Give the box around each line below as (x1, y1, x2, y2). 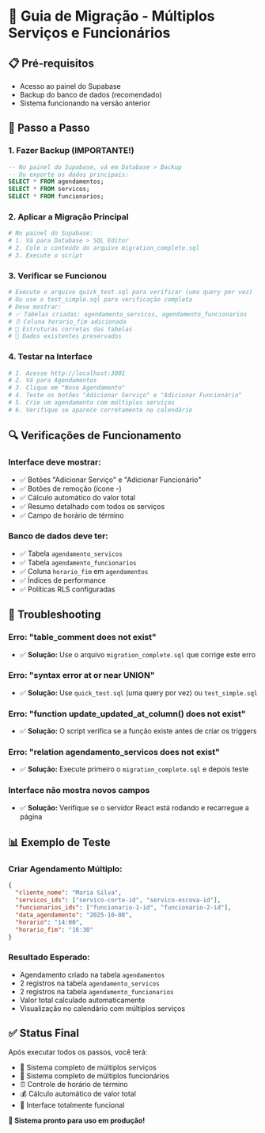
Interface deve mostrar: (8, 457, 101, 468)
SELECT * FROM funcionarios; (8, 193, 104, 201)
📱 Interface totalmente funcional (19, 1100, 125, 1110)
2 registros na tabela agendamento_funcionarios (19, 986, 174, 996)
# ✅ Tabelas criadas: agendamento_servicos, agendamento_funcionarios (8, 310, 248, 318)
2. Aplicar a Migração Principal (8, 211, 129, 222)
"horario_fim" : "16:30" (15, 925, 93, 934)
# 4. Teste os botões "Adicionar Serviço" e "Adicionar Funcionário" (8, 392, 243, 400)
